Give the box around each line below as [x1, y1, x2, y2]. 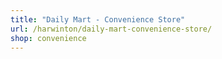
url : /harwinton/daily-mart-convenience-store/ [10, 24, 213, 34]
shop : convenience [10, 33, 87, 43]
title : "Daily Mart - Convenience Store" [10, 14, 186, 25]
